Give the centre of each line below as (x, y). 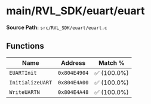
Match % (112, 62)
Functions (25, 46)
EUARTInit (23, 73)
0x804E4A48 (73, 92)
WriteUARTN (24, 92)
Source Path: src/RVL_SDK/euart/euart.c (57, 27)
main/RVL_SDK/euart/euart (75, 11)
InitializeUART (31, 82)
